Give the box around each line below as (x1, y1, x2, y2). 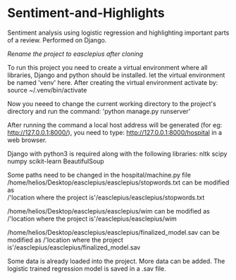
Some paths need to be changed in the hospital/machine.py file (7, 170, 192, 179)
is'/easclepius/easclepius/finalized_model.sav (7, 243, 141, 252)
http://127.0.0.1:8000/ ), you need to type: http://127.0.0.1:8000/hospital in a (7, 128, 223, 136)
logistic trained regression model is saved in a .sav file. (7, 264, 167, 273)
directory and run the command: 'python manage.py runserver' (7, 107, 191, 115)
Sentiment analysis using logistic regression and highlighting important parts (7, 28, 230, 37)
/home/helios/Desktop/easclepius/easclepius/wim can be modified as (7, 206, 210, 215)
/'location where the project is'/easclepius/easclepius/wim (7, 214, 178, 223)
